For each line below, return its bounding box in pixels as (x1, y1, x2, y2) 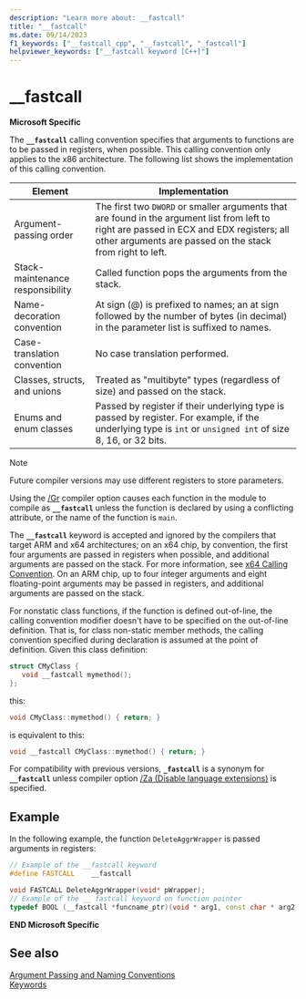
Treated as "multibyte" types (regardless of (95, 374, 280, 386)
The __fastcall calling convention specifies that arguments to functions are (9, 134, 294, 146)
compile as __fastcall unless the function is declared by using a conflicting (9, 502, 294, 513)
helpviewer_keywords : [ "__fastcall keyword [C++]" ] (9, 47, 209, 57)
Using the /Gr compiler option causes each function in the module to (9, 493, 267, 504)
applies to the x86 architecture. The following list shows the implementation (9, 154, 294, 165)
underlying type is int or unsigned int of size (95, 423, 290, 436)
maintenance (14, 273, 70, 285)
